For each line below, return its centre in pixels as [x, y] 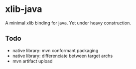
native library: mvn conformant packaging [55, 50]
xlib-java [24, 9]
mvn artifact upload [32, 61]
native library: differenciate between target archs [63, 56]
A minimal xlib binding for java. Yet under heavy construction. [68, 23]
